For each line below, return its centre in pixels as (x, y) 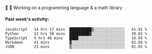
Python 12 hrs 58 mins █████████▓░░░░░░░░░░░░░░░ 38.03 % (76, 34)
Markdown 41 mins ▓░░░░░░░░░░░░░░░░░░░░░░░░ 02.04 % (76, 43)
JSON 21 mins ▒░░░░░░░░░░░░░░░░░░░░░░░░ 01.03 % (76, 47)
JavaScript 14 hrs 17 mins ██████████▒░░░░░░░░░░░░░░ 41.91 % (76, 30)
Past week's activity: (27, 19)
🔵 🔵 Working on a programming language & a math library (64, 8)
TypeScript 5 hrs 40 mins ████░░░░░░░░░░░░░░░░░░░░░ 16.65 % (76, 38)
